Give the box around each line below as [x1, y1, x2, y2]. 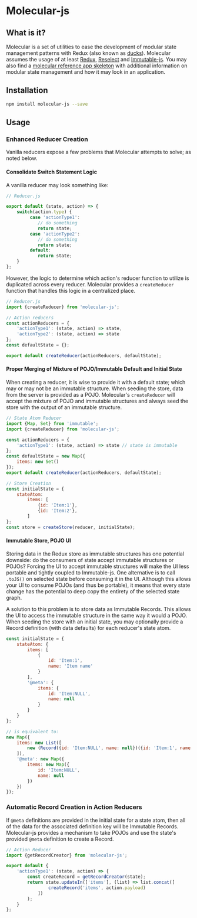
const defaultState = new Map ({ [6, 453, 85, 459]
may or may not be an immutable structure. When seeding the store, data [6, 385, 183, 392]
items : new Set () [16, 459, 59, 465]
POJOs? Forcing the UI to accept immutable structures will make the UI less [6, 563, 189, 570]
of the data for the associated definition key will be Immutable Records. [6, 822, 179, 830]
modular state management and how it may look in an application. [6, 68, 166, 75]
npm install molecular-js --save [6, 101, 88, 107]
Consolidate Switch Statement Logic [6, 168, 97, 175]
